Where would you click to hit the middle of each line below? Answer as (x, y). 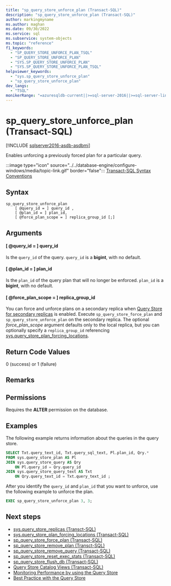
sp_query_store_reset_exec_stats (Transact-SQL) (64, 556)
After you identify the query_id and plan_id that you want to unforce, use (82, 486)
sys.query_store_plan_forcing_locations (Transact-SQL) (71, 534)
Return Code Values (38, 352)
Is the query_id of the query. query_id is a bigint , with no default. (74, 257)
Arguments (24, 233)
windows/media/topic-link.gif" (37, 171)
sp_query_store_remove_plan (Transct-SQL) (59, 545)
